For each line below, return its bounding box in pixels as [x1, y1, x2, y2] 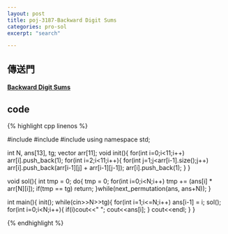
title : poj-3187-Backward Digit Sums [7, 17, 117, 24]
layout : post [7, 10, 45, 17]
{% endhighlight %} [7, 219, 64, 227]
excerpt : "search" [7, 29, 61, 37]
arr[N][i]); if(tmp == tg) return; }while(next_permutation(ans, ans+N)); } [7, 185, 211, 193]
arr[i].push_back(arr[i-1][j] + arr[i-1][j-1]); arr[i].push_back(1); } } [7, 164, 191, 172]
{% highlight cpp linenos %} [7, 122, 89, 130]
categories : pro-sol [7, 23, 68, 30]
